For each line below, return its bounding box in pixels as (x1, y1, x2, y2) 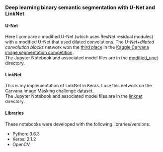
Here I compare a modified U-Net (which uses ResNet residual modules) (5, 34, 154, 40)
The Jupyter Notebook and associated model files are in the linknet (5, 93, 143, 99)
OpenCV (12, 141, 30, 147)
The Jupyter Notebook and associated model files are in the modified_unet (5, 55, 158, 61)
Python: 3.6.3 (12, 131, 40, 137)
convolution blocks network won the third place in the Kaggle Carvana (5, 44, 149, 50)
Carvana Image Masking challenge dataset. (5, 88, 94, 94)
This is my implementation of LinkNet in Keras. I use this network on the (5, 83, 152, 89)
